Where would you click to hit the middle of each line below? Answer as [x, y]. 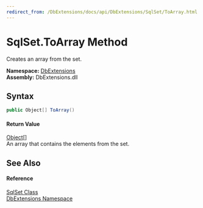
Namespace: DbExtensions [41, 71]
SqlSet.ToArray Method [67, 42]
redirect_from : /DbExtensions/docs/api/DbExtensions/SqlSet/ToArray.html [102, 12]
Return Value [23, 124]
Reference [20, 179]
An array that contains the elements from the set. [68, 144]
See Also [23, 163]
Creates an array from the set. [44, 59]
